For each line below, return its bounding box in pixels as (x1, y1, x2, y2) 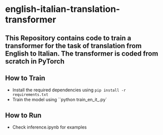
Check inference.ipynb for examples (12, 124, 87, 130)
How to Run (5, 111, 42, 120)
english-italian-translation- (5, 3, 120, 15)
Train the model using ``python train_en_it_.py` (12, 97, 107, 103)
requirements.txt (12, 92, 49, 97)
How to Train (5, 73, 46, 82)
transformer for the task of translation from (5, 41, 142, 50)
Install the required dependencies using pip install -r (12, 87, 126, 93)
